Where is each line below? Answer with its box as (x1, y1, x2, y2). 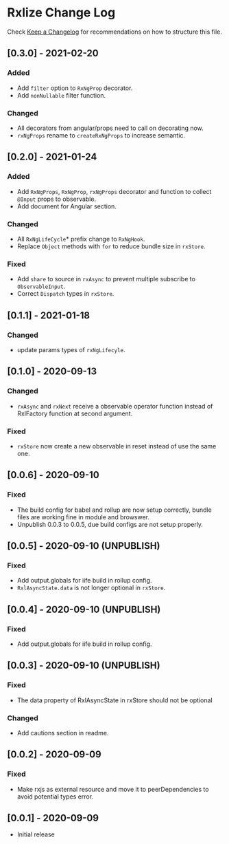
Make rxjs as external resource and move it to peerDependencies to (16, 785, 209, 793)
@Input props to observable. (16, 195, 97, 203)
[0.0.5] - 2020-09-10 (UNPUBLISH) (7, 540, 160, 552)
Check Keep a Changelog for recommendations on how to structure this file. (7, 28, 223, 36)
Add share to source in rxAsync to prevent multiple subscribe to (16, 275, 195, 283)
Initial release (16, 830, 55, 838)
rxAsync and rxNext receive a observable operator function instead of (16, 402, 213, 410)
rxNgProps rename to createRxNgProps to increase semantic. (16, 131, 186, 139)
